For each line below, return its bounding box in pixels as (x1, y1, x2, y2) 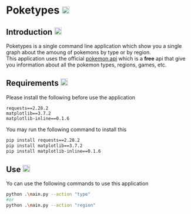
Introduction (6, 27, 53, 37)
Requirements (6, 78, 59, 88)
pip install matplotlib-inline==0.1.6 (6, 148, 101, 154)
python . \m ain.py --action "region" (6, 202, 96, 208)
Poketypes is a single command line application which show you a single (6, 42, 182, 49)
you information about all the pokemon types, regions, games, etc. (6, 61, 167, 68)
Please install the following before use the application (6, 93, 136, 101)
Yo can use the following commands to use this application (6, 180, 149, 187)
